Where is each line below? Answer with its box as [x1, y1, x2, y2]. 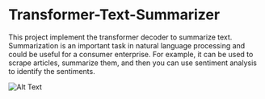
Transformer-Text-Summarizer [8, 6, 221, 24]
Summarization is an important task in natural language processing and [8, 40, 246, 50]
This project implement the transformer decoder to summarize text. [8, 32, 233, 42]
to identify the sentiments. [8, 66, 95, 76]
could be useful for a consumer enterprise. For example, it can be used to [8, 49, 254, 59]
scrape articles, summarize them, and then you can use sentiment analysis [8, 58, 257, 68]
